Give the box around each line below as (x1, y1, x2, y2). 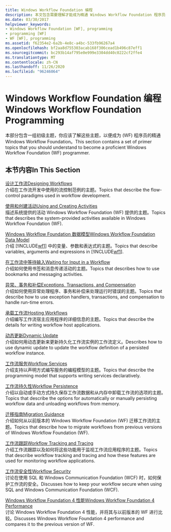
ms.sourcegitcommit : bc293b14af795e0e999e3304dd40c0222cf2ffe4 (5, 50, 142, 55)
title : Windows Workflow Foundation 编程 (5, 7, 93, 13)
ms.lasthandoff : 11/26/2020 (5, 64, 65, 69)
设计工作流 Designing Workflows (5, 180, 73, 186)
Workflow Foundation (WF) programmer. (5, 149, 90, 156)
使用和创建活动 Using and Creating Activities (5, 202, 98, 209)
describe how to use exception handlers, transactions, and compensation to (5, 294, 164, 300)
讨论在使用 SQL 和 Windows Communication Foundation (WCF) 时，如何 (5, 474, 157, 480)
